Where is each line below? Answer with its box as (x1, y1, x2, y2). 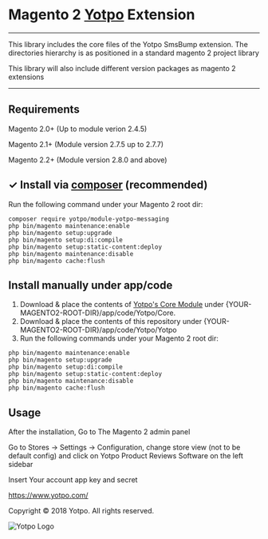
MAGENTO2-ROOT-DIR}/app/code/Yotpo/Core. (19, 308, 176, 317)
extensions (8, 72, 45, 82)
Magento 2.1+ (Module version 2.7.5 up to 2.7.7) (8, 139, 164, 149)
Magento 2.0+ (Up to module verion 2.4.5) (8, 124, 148, 134)
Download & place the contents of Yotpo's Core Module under (19, 300, 225, 309)
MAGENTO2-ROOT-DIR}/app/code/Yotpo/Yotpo (19, 325, 177, 335)
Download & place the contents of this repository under (19, 317, 202, 326)
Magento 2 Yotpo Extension (8, 6, 195, 24)
